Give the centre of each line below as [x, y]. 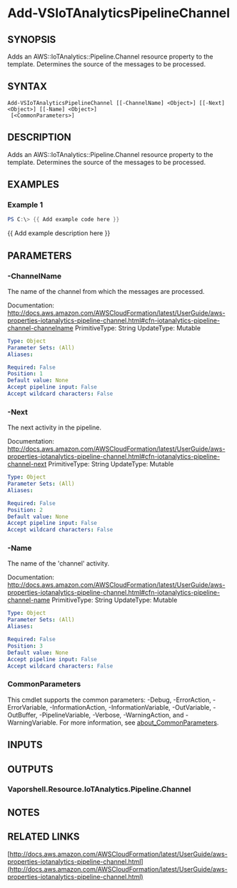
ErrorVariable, [28, 707]
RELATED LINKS [44, 837]
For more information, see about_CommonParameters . [139, 723]
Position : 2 [25, 510]
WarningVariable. [33, 723]
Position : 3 [25, 646]
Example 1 [25, 205]
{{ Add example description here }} [59, 233]
